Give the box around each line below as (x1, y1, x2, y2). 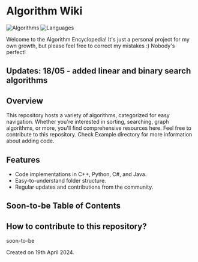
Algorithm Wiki (6, 4, 83, 18)
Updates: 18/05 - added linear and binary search (6, 66, 191, 76)
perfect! (6, 48, 26, 55)
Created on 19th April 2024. (6, 249, 75, 256)
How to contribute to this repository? (6, 221, 147, 231)
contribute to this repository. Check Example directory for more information (6, 131, 193, 138)
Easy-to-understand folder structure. (14, 177, 106, 184)
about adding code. (6, 137, 55, 145)
